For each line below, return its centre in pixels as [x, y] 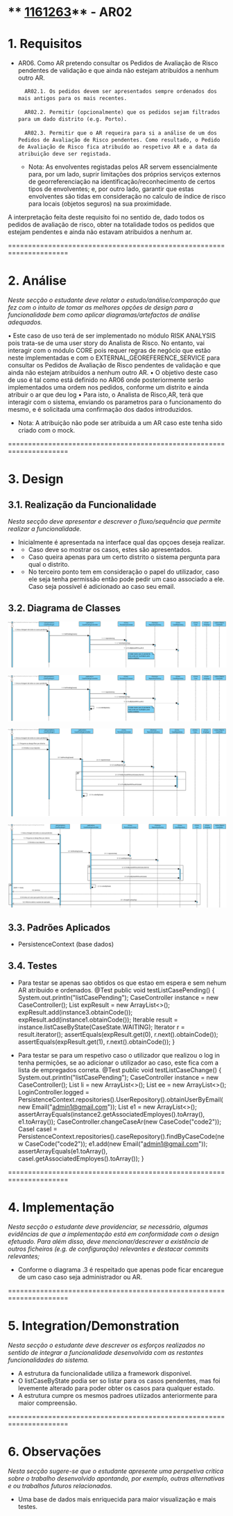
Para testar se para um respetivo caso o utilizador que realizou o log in [119, 1055]
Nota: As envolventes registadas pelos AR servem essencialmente [123, 167]
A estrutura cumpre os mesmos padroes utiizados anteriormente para [118, 1395]
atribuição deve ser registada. [64, 154]
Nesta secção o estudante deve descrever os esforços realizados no [106, 1345]
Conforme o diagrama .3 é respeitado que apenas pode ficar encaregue [121, 1269]
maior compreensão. [48, 1403]
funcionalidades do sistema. [49, 1360]
